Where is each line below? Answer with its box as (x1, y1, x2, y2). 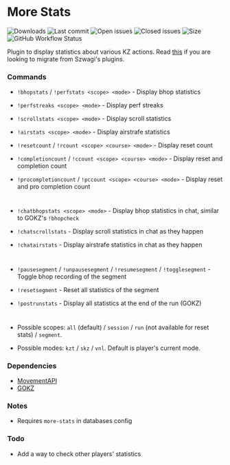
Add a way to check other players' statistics (16, 449, 141, 458)
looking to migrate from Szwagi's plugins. (7, 54, 125, 63)
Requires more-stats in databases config (16, 417, 133, 425)
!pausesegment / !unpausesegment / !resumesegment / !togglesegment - (16, 265, 211, 273)
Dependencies (7, 361, 57, 371)
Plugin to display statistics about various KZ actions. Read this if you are (7, 48, 211, 56)
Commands (7, 72, 47, 81)
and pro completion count (16, 183, 91, 191)
